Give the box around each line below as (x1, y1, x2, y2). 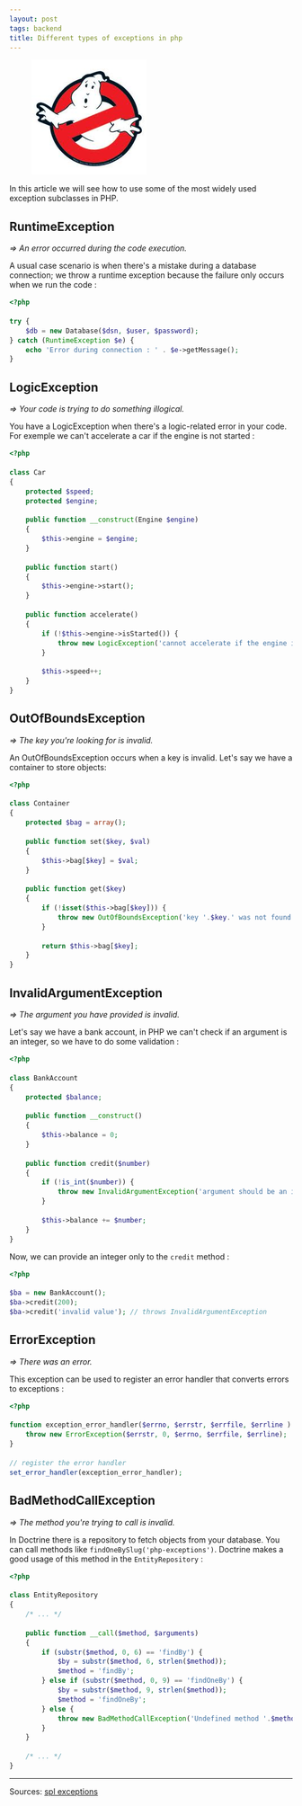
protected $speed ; (25, 486, 94, 496)
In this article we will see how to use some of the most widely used (9, 183, 257, 194)
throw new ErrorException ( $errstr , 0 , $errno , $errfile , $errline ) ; (25, 1430, 288, 1439)
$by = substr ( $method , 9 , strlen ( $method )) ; (57, 1686, 227, 1695)
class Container (9, 799, 70, 808)
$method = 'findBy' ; (57, 1667, 135, 1676)
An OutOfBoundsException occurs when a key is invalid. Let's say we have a (9, 752, 293, 763)
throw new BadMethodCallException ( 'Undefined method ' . (57, 1713, 271, 1723)
